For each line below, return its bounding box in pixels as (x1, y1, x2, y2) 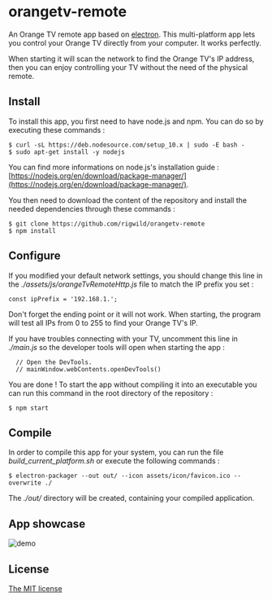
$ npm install (8, 226, 57, 235)
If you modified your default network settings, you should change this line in (8, 270, 263, 280)
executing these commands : (8, 125, 106, 134)
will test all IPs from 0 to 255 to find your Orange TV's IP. (8, 318, 199, 327)
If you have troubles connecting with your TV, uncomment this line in (8, 333, 238, 344)
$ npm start (8, 404, 49, 412)
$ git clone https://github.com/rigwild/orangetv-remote (8, 219, 205, 228)
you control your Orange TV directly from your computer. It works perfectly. (8, 37, 261, 47)
